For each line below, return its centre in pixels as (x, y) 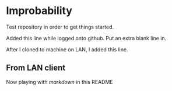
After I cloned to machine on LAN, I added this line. (67, 49)
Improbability (39, 11)
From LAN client (36, 68)
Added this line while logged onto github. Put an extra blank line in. (86, 38)
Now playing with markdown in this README (59, 82)
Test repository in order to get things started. (60, 27)
